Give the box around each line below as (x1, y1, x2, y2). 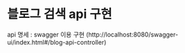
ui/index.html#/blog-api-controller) (7, 38, 107, 46)
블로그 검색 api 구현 (7, 6, 112, 22)
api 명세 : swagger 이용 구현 (7, 30, 85, 39)
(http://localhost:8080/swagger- (86, 30, 179, 39)
